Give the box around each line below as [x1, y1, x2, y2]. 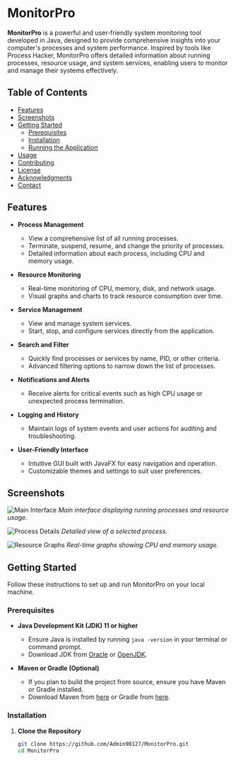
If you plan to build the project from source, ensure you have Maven [28, 678, 226, 686]
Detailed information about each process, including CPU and [28, 249, 205, 257]
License [17, 165, 41, 174]
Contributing [17, 158, 54, 167]
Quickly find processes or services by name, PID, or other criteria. [28, 354, 220, 362]
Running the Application [28, 143, 98, 152]
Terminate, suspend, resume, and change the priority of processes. [28, 241, 225, 250]
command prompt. [28, 643, 83, 652]
